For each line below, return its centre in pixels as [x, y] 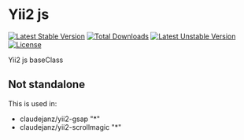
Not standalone [46, 85]
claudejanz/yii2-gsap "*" [60, 119]
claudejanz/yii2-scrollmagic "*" [70, 127]
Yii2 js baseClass [36, 60]
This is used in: [33, 103]
